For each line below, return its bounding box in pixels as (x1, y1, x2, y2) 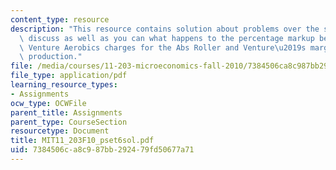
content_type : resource (10, 14, 110, 25)
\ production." (19, 52, 83, 62)
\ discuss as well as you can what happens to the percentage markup (19, 33, 315, 43)
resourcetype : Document (10, 126, 110, 136)
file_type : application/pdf (10, 71, 128, 81)
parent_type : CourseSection (10, 117, 128, 127)
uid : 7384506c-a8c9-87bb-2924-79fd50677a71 (10, 145, 195, 155)
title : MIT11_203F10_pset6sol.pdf (10, 136, 155, 146)
